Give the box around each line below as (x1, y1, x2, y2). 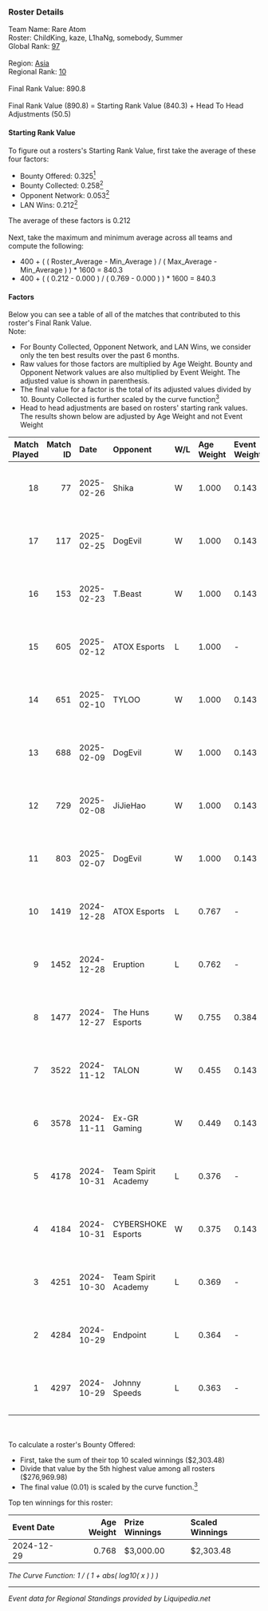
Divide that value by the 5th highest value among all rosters (19, 1463, 215, 1473)
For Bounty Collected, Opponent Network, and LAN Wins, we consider (19, 342, 251, 352)
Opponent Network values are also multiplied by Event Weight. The (19, 368, 241, 377)
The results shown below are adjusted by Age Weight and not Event (19, 411, 243, 421)
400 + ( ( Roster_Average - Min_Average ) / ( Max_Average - (19, 257, 218, 266)
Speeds (112, 1387, 142, 1398)
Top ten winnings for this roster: (8, 1498, 113, 1507)
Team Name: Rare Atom (8, 25, 86, 34)
